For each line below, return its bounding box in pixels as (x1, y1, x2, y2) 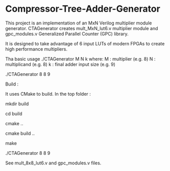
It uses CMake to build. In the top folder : (5, 91, 91, 97)
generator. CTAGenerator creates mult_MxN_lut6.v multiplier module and (5, 25, 158, 31)
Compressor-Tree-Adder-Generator (5, 3, 161, 15)
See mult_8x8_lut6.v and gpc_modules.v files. (5, 160, 102, 166)
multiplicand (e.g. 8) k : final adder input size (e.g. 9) (5, 61, 116, 67)
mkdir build (5, 100, 29, 107)
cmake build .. (5, 130, 35, 136)
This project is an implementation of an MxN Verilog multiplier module (5, 20, 152, 26)
